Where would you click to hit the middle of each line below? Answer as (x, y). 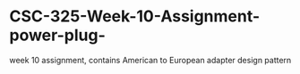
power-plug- (57, 35)
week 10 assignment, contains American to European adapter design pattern (150, 60)
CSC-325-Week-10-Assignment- (135, 16)
